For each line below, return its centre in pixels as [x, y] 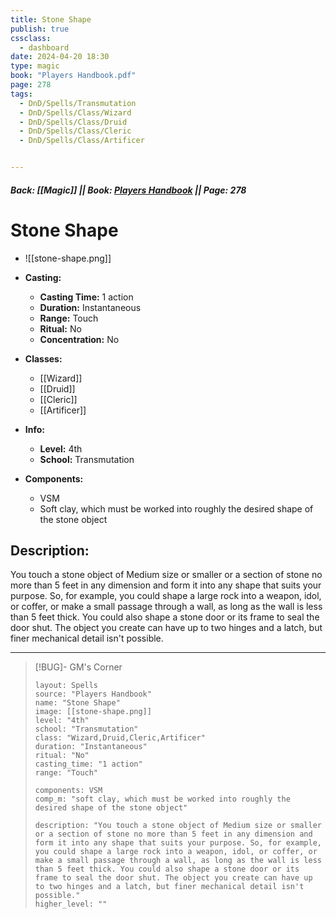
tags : [21, 94]
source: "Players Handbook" [93, 694]
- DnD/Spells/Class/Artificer [82, 141]
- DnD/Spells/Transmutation [78, 103]
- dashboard [44, 47]
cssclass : [31, 38]
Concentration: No [79, 339]
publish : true [40, 29]
